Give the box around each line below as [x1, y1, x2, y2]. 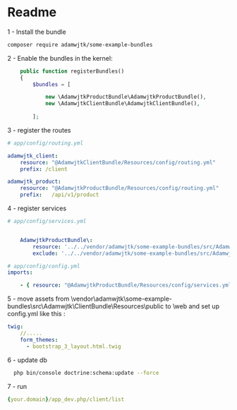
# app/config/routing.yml [7, 139, 83, 147]
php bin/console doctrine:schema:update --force [13, 369, 159, 376]
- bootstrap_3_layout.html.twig [25, 343, 121, 350]
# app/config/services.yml [7, 218, 87, 225]
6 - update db [7, 356, 47, 364]
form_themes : [20, 336, 59, 343]
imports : [7, 269, 33, 276]
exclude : [32, 250, 59, 257]
